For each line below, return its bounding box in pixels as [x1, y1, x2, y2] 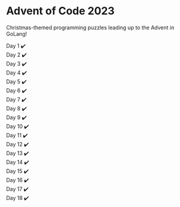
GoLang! [6, 30, 27, 37]
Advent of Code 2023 [6, 4, 115, 18]
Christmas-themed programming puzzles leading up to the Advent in [6, 24, 175, 31]
